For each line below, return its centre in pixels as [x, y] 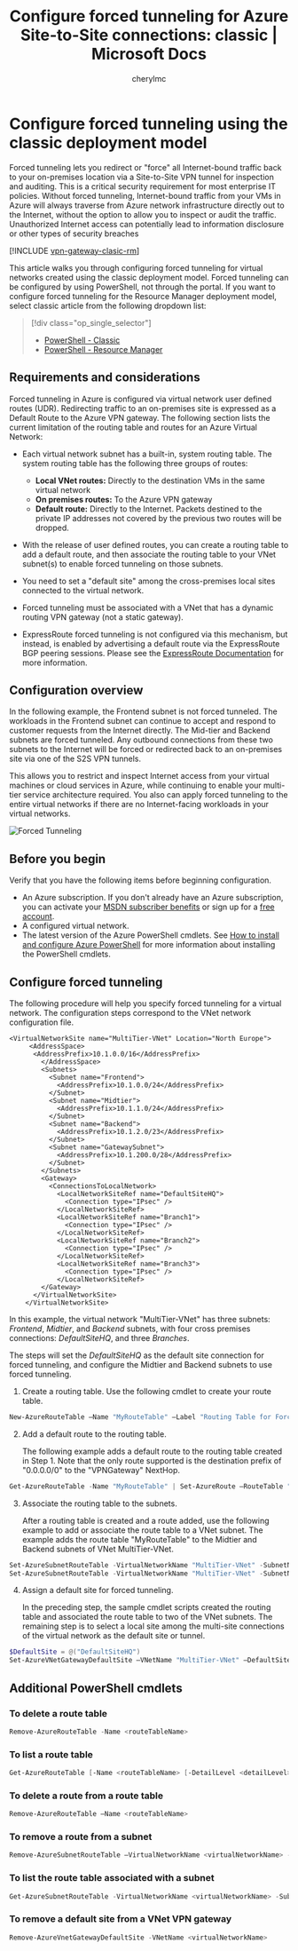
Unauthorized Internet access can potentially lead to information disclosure [147, 224]
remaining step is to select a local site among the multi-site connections [153, 1626]
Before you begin [58, 859]
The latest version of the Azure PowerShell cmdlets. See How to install [150, 935]
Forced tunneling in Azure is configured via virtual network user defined [141, 399]
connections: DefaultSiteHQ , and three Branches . [99, 1337]
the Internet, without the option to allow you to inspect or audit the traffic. [143, 214]
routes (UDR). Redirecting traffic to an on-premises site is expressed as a [143, 408]
